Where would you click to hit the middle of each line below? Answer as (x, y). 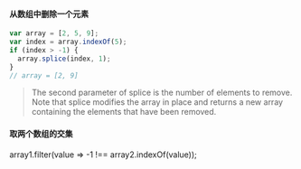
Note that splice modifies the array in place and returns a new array (157, 102)
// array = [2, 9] (44, 75)
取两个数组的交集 (41, 134)
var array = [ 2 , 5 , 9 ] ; (54, 33)
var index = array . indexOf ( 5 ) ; (68, 42)
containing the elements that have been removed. (124, 112)
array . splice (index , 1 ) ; (64, 59)
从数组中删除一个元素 (49, 14)
